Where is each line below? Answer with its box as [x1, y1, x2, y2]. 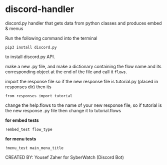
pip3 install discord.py [5, 45, 57, 50]
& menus [5, 25, 23, 31]
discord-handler [5, 4, 74, 15]
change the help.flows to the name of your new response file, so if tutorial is [5, 102, 162, 108]
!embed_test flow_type [5, 127, 52, 132]
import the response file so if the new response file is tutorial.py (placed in [5, 78, 158, 84]
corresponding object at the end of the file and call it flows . [5, 69, 127, 75]
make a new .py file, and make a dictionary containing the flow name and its [5, 63, 161, 69]
